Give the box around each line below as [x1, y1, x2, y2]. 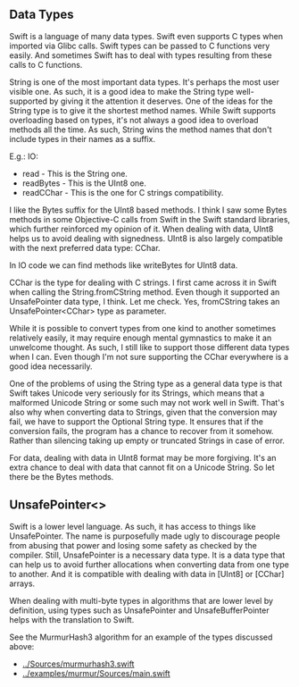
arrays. [9, 578, 36, 589]
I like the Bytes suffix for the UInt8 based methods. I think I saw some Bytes [9, 205, 287, 215]
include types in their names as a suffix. [9, 133, 156, 144]
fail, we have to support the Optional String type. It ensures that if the [9, 415, 264, 427]
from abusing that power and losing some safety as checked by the [9, 540, 257, 550]
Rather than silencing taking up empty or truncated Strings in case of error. [9, 435, 286, 446]
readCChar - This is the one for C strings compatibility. [21, 187, 224, 197]
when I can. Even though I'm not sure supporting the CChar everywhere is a [9, 351, 288, 362]
